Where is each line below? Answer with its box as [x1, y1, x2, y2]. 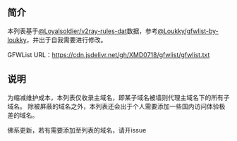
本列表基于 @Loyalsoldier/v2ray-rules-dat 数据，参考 [7, 27, 158, 35]
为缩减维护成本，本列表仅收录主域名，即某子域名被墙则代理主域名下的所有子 [7, 93, 230, 102]
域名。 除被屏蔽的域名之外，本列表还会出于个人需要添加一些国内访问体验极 [7, 102, 226, 111]
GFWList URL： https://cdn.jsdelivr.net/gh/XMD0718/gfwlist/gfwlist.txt [7, 50, 210, 59]
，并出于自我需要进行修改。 [26, 35, 107, 44]
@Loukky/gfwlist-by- [157, 27, 219, 35]
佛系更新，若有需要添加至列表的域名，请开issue [7, 125, 147, 134]
